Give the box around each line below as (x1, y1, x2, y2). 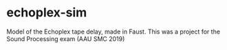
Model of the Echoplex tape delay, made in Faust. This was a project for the (6, 27, 221, 36)
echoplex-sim (6, 5, 87, 21)
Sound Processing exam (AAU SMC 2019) (6, 34, 125, 42)
